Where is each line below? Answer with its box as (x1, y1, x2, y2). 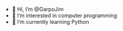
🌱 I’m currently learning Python (11, 18, 89, 25)
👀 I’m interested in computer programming (11, 12, 118, 19)
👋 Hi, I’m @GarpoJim (11, 6, 64, 13)
